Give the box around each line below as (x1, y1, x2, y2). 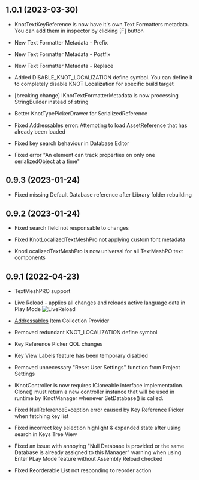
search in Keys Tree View (14, 431, 77, 438)
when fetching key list (14, 413, 69, 420)
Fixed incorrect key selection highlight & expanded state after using (14, 424, 181, 432)
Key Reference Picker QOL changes (14, 340, 103, 348)
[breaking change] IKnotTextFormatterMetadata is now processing (14, 91, 179, 99)
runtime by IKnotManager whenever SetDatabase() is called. (14, 395, 164, 402)
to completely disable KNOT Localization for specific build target (14, 80, 174, 87)
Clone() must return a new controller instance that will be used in (14, 388, 175, 396)
